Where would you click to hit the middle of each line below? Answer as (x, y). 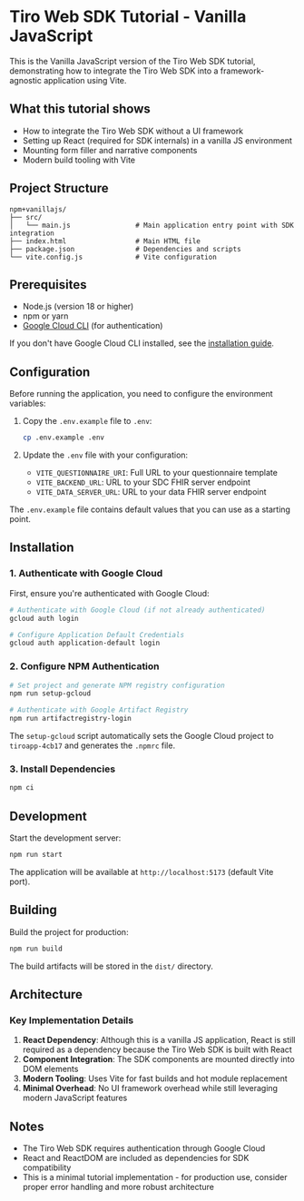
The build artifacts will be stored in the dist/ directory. (111, 966)
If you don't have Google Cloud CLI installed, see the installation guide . (142, 343)
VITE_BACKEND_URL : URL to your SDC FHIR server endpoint (143, 482)
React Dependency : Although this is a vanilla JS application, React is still (159, 1040)
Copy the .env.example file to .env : (87, 421)
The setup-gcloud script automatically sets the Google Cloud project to (142, 736)
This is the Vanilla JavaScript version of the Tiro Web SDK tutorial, (132, 61)
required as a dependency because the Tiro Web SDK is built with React (157, 1049)
